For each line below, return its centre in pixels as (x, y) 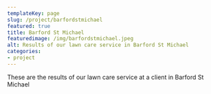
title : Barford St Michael (46, 32)
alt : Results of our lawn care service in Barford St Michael (98, 45)
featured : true (29, 26)
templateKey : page (33, 13)
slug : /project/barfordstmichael (55, 20)
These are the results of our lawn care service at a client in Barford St (105, 77)
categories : (24, 52)
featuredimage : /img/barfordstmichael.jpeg (70, 39)
